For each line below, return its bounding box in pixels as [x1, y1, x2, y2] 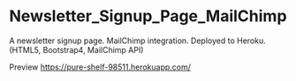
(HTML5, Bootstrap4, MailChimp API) [9, 44, 144, 55]
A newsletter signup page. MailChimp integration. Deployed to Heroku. [9, 35, 267, 46]
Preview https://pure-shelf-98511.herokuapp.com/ [9, 62, 192, 72]
